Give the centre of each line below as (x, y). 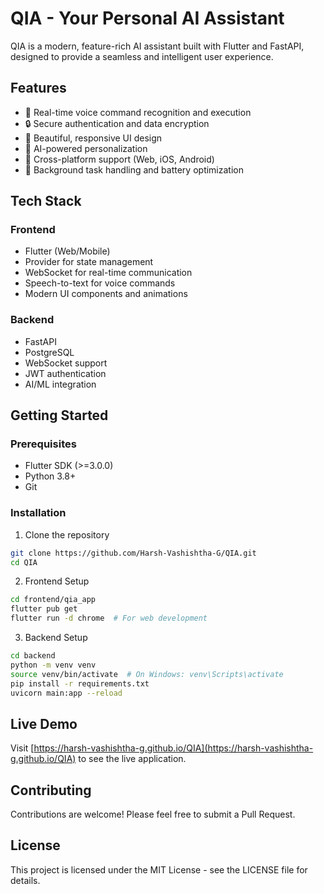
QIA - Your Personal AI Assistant (147, 18)
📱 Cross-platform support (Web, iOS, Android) (119, 159)
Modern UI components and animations (106, 294)
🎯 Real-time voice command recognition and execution (138, 112)
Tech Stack (46, 201)
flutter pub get (44, 609)
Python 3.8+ (50, 476)
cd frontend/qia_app (53, 600)
